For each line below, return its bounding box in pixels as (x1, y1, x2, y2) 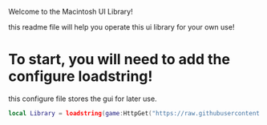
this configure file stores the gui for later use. (8, 94, 158, 103)
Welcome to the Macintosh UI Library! (8, 7, 134, 16)
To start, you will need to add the (8, 50, 231, 69)
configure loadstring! (8, 67, 153, 86)
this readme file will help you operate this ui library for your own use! (8, 22, 235, 31)
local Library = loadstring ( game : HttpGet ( (8, 109, 152, 117)
